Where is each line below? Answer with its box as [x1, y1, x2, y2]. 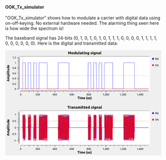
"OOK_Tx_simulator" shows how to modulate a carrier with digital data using [5, 15, 161, 21]
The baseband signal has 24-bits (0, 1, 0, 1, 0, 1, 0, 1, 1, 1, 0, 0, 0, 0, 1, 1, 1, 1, [5, 35, 158, 41]
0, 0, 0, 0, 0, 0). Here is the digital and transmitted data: [5, 40, 118, 47]
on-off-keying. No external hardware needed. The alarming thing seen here [5, 20, 160, 26]
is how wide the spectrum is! [5, 25, 64, 32]
